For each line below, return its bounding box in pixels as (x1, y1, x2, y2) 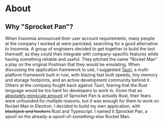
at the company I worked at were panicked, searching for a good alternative (5, 41, 158, 47)
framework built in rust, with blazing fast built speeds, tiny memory (23, 72, 158, 77)
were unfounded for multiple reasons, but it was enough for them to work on (5, 98, 159, 103)
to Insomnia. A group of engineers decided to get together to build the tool (5, 46, 155, 51)
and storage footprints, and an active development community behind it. (5, 77, 151, 83)
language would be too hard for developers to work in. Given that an (5, 88, 143, 93)
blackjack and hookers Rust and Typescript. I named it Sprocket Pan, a (5, 108, 148, 114)
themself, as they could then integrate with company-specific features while (5, 51, 159, 57)
